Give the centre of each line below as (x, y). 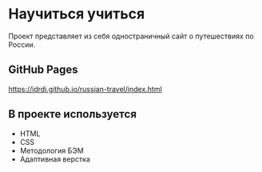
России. (22, 44)
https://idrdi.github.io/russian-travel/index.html (85, 89)
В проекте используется (73, 114)
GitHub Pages (43, 70)
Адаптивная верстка (55, 159)
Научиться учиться (77, 14)
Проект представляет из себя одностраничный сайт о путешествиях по (131, 36)
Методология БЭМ (52, 150)
